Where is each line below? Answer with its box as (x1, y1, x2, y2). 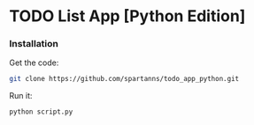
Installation (9, 38, 59, 50)
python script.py (9, 107, 73, 116)
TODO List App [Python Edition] (9, 6, 246, 26)
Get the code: (9, 57, 59, 68)
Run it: (9, 91, 33, 101)
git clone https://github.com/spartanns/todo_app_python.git (9, 75, 240, 84)
